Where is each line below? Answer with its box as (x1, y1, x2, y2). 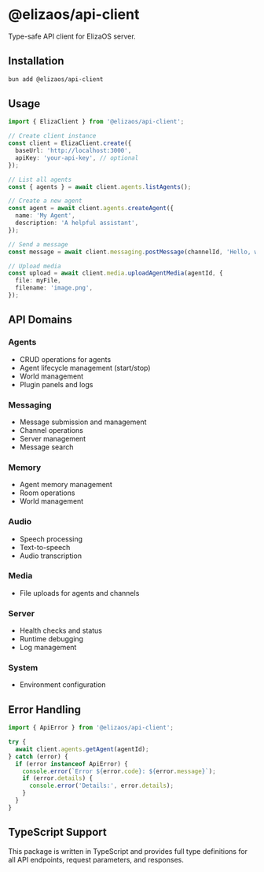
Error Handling (8, 703, 81, 716)
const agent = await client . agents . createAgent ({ (8, 205, 174, 212)
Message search (19, 442, 74, 452)
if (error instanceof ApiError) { (15, 759, 128, 768)
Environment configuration (19, 680, 106, 689)
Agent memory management (19, 480, 112, 490)
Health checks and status (19, 626, 102, 635)
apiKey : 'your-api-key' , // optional (15, 153, 139, 162)
